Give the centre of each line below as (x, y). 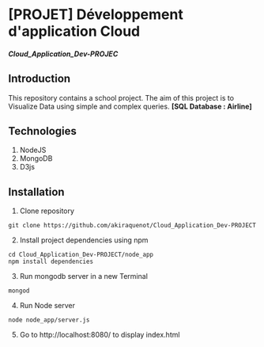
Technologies (43, 131)
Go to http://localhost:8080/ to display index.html (100, 335)
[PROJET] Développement (96, 15)
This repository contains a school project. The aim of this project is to (121, 97)
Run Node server (47, 306)
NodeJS (33, 150)
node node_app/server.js (49, 320)
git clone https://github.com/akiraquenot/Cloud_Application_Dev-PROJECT (132, 226)
